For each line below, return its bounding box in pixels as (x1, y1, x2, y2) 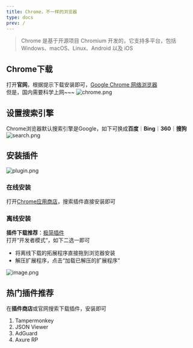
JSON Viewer (14, 323, 49, 331)
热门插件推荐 (6, 288, 54, 298)
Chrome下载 (6, 64, 53, 74)
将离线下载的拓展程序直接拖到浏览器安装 (14, 249, 115, 257)
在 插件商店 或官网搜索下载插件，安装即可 (6, 305, 106, 313)
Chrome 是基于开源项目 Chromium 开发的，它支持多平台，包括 (20, 37, 177, 44)
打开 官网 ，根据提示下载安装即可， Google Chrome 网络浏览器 (6, 81, 158, 88)
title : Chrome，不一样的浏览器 (6, 8, 78, 15)
